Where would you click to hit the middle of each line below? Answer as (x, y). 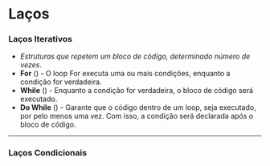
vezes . (31, 65)
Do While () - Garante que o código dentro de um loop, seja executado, (138, 107)
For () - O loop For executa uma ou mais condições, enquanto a (125, 74)
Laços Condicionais (47, 153)
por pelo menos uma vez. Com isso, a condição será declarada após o (137, 116)
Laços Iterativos (40, 39)
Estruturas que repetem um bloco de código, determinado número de (135, 56)
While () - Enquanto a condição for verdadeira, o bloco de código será (137, 91)
